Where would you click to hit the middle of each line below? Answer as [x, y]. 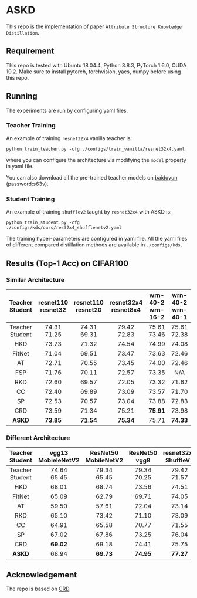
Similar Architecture [35, 280]
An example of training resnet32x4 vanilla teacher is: [69, 138]
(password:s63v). [27, 184]
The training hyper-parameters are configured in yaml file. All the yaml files [97, 239]
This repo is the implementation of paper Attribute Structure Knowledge [94, 26]
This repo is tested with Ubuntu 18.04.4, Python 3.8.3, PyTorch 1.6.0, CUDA [96, 65]
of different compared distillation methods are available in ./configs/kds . [94, 245]
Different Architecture [38, 438]
